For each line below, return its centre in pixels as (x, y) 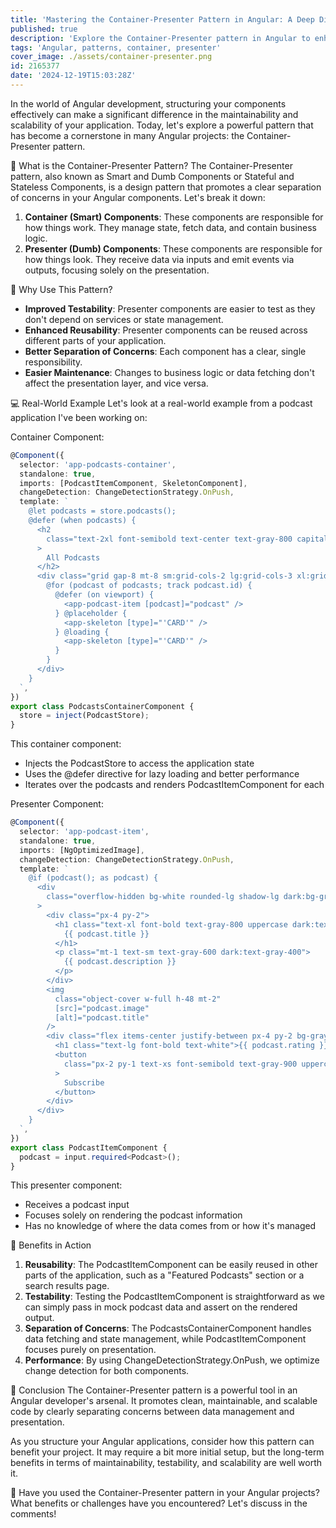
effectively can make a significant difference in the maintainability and (154, 114)
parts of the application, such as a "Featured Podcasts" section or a (164, 1275)
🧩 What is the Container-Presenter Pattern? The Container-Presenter (151, 165)
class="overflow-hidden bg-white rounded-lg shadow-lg (163, 897)
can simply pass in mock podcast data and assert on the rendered (161, 1307)
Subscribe (84, 1082)
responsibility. (53, 362)
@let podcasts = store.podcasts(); (102, 511)
